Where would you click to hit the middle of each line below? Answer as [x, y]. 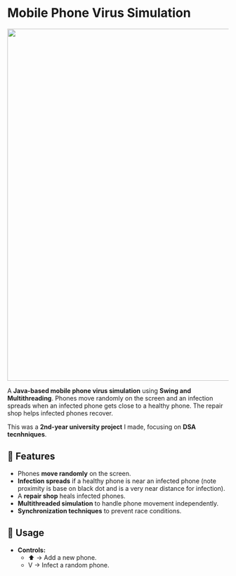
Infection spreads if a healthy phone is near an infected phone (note [117, 481]
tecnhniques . [27, 434]
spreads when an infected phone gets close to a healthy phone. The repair [115, 406]
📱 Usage [26, 533]
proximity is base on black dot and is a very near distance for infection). [121, 488]
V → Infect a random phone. [69, 565]
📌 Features [31, 457]
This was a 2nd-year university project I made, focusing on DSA [102, 427]
